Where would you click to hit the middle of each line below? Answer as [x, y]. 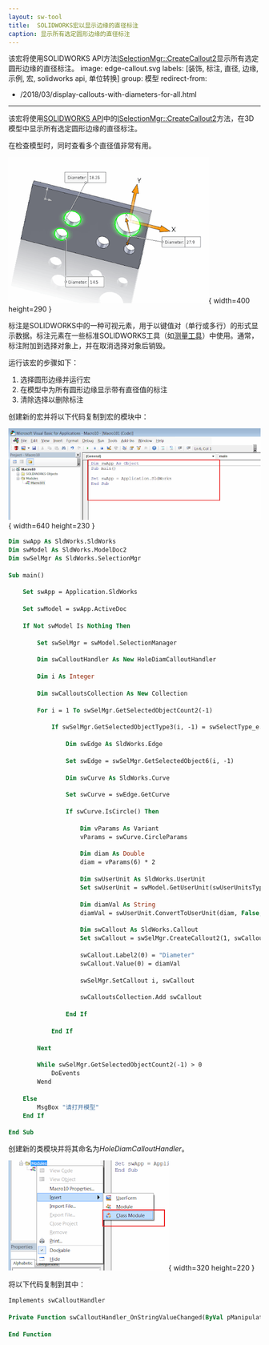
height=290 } [30, 309]
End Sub [21, 1133]
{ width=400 [229, 301]
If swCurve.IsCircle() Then [112, 812]
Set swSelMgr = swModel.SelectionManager [107, 643]
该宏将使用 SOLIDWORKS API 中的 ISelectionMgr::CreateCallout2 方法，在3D [131, 118]
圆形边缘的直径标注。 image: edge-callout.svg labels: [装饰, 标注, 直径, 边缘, [133, 69]
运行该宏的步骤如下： [43, 363]
